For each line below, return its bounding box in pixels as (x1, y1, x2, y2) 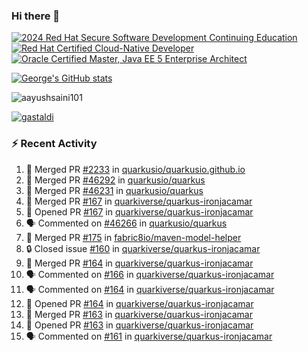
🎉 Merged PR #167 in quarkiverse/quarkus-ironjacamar (25, 195, 253, 207)
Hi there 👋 (11, 9, 61, 23)
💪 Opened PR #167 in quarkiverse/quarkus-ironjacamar (25, 205, 254, 218)
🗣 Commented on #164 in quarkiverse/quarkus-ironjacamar (25, 283, 275, 295)
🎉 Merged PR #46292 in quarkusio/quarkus (25, 174, 206, 186)
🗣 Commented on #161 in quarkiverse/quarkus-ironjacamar (25, 330, 273, 342)
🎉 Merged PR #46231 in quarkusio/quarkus (25, 184, 204, 196)
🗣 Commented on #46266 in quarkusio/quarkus (25, 217, 228, 229)
